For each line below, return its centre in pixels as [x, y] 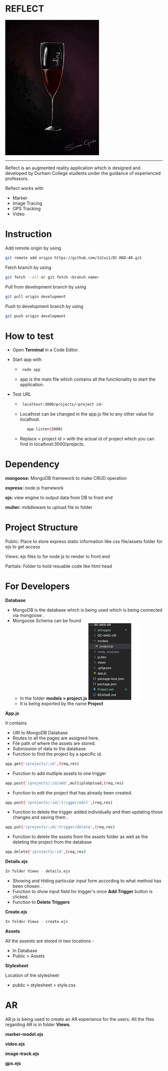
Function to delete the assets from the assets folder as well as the [80, 837]
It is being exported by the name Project [61, 703]
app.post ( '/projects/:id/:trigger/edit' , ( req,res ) [59, 802]
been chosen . [27, 886]
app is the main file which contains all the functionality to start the [88, 379]
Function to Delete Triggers [41, 902]
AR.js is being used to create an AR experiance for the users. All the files [80, 1019]
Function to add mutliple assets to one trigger [59, 773]
